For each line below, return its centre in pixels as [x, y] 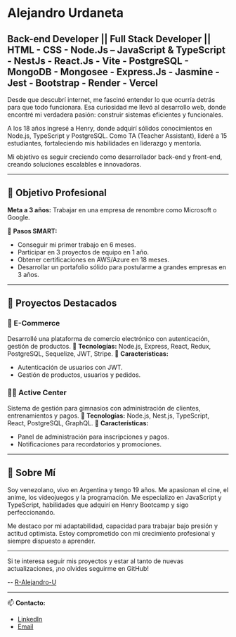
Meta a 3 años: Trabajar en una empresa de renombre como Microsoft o [112, 210]
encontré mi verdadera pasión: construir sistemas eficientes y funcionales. [115, 115]
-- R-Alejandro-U [32, 582]
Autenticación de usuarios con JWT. [70, 367]
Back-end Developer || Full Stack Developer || [109, 39]
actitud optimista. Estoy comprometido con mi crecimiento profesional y [111, 533]
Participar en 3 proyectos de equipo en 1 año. [83, 252]
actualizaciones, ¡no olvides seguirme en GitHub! [78, 568]
